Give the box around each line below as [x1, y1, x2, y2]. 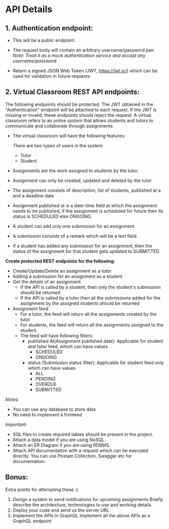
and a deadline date [12, 192, 54, 199]
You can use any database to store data [12, 406, 96, 412]
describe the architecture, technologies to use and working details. [12, 502, 153, 508]
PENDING [35, 376, 56, 382]
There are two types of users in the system [12, 142, 103, 148]
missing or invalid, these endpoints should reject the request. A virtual [5, 112, 151, 118]
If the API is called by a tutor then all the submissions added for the [20, 294, 161, 301]
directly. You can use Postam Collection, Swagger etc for [12, 453, 132, 459]
